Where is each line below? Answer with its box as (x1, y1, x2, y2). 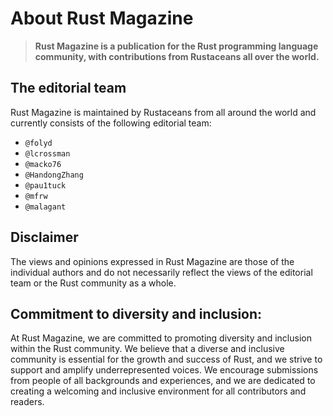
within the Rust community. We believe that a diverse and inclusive (10, 343, 285, 355)
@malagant (24, 202, 67, 212)
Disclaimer (10, 229, 79, 246)
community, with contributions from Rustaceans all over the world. (34, 50, 320, 62)
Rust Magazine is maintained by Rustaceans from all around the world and (10, 106, 317, 118)
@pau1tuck (24, 180, 67, 191)
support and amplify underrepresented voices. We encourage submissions (10, 364, 319, 376)
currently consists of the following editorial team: (10, 117, 212, 129)
